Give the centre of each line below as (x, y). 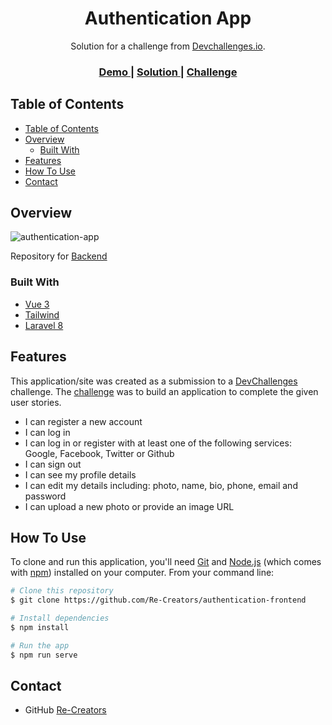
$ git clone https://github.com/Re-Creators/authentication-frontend (158, 600)
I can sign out (53, 464)
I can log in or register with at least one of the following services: (158, 443)
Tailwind (42, 314)
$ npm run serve (44, 655)
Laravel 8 (44, 325)
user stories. (36, 402)
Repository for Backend (59, 256)
